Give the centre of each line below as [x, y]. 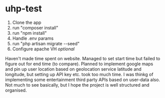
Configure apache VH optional [43, 49]
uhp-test [24, 9]
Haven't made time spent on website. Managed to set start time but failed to [83, 58]
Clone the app [27, 22]
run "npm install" [29, 33]
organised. [16, 90]
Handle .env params [33, 38]
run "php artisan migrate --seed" [46, 43]
